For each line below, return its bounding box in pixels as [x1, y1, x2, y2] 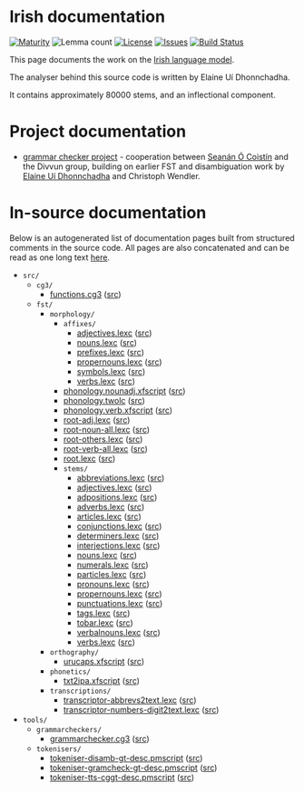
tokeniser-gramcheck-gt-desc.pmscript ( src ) [49, 762, 218, 773]
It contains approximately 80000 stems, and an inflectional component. [9, 89, 277, 100]
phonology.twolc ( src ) [63, 395, 145, 406]
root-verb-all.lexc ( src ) [63, 443, 148, 454]
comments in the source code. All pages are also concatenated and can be [9, 242, 290, 253]
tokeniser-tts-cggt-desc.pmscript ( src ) [49, 771, 195, 783]
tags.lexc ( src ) [76, 607, 131, 618]
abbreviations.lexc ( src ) [76, 472, 165, 483]
